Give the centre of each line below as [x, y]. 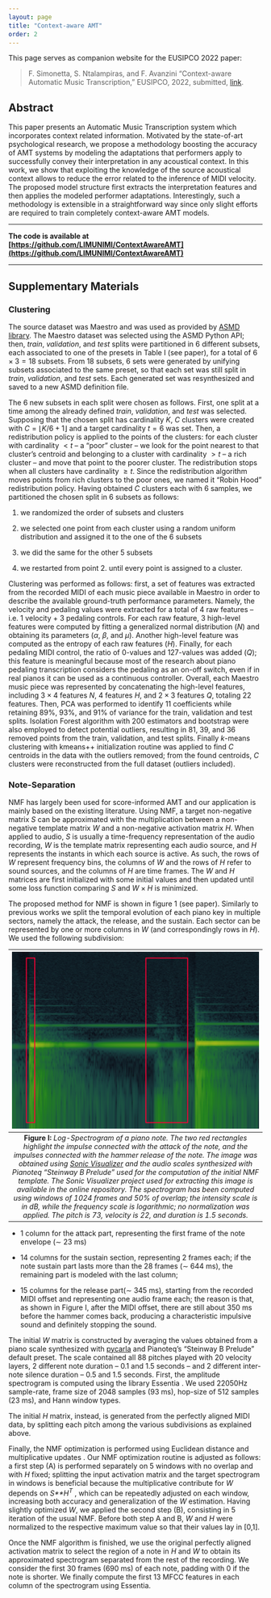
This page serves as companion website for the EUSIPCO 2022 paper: [125, 58]
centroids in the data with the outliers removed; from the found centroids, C [134, 755]
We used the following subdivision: [67, 938]
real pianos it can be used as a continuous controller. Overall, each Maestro [134, 677]
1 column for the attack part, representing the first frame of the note [133, 1233]
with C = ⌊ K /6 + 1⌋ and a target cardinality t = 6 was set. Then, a [115, 428]
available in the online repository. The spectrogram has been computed [135, 1189]
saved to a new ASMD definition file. [69, 387]
